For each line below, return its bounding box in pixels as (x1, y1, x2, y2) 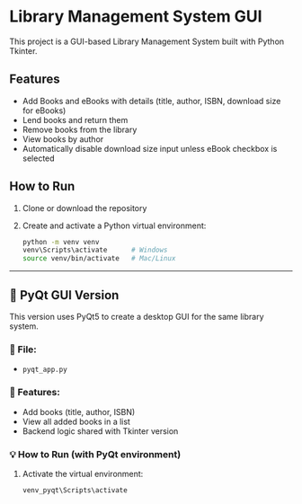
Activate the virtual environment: (22, 468, 144, 479)
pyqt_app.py (22, 366, 67, 375)
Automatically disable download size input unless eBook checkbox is (22, 143, 278, 154)
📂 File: (9, 343, 38, 356)
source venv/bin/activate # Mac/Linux (22, 254, 176, 263)
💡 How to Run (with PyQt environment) (9, 447, 182, 460)
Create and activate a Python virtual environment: (22, 220, 207, 231)
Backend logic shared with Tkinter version (22, 425, 179, 437)
